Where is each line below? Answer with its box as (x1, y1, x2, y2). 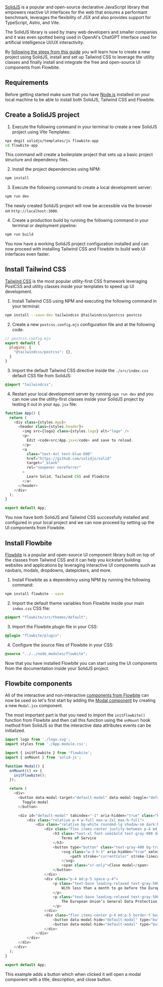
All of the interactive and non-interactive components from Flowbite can (5, 692, 149, 698)
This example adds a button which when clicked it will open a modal (5, 971, 141, 977)
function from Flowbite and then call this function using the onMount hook (5, 717, 150, 723)
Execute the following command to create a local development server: (12, 185, 152, 191)
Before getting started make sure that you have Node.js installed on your (5, 91, 150, 97)
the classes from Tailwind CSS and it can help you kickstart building (5, 557, 141, 562)
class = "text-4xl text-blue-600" (26, 451, 92, 456)
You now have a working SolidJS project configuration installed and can (5, 241, 149, 247)
